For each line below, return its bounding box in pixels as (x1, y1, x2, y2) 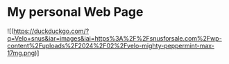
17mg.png (7, 49, 35, 57)
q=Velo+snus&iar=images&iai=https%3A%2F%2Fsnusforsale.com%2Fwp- (7, 34, 222, 42)
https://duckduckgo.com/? (13, 27, 90, 35)
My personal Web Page (7, 4, 144, 20)
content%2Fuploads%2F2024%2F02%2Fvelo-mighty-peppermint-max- (7, 41, 215, 50)
